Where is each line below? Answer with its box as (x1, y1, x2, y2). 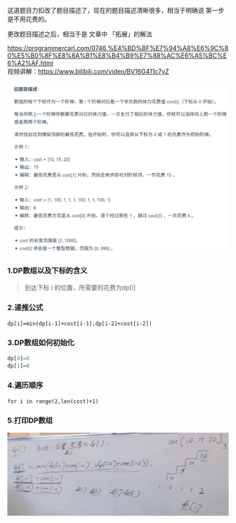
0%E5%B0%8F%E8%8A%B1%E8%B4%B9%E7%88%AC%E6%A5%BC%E (7, 51, 227, 60)
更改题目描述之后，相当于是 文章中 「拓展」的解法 (7, 30, 152, 38)
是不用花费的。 (7, 15, 51, 23)
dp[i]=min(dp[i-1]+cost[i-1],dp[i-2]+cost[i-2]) (7, 320, 152, 327)
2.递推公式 (7, 302, 44, 312)
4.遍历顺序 (7, 380, 44, 390)
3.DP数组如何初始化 (7, 337, 75, 347)
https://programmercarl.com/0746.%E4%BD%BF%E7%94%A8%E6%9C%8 (7, 44, 229, 52)
